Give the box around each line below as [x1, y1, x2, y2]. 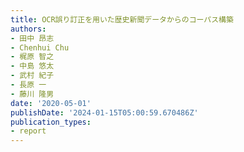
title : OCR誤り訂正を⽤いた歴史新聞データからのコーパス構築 [10, 14, 234, 25]
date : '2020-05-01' [10, 98, 92, 108]
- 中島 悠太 [10, 61, 55, 71]
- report [10, 126, 47, 136]
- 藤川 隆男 [10, 89, 55, 99]
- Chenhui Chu [10, 42, 70, 53]
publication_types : [10, 117, 92, 127]
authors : [10, 24, 47, 34]
